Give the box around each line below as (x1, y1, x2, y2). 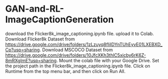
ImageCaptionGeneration (5, 14, 114, 25)
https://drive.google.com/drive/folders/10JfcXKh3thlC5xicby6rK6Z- (5, 52, 146, 58)
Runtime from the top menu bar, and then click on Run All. (5, 68, 125, 74)
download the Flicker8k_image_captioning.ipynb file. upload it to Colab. (5, 30, 154, 36)
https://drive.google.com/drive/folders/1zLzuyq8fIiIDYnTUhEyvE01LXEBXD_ (5, 41, 163, 47)
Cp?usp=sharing (5, 47, 40, 53)
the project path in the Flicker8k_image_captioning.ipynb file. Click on (5, 63, 150, 69)
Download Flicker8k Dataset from (5, 36, 75, 42)
